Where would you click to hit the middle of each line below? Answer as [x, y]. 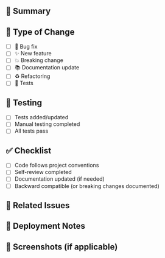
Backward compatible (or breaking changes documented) [87, 186]
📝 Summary [28, 11]
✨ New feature [33, 54]
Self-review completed [43, 172]
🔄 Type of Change [40, 32]
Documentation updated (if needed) [59, 179]
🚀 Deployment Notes [46, 226]
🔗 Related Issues [38, 205]
